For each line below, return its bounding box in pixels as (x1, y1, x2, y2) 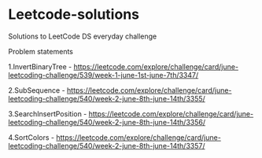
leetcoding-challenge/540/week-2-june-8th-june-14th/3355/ (8, 94, 206, 103)
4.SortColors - (8, 132, 55, 142)
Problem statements (8, 46, 73, 56)
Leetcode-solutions (8, 6, 140, 24)
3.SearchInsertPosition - (8, 108, 87, 119)
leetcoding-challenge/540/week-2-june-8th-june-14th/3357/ (8, 141, 205, 150)
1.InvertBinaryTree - (8, 61, 72, 72)
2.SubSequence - (8, 85, 65, 95)
